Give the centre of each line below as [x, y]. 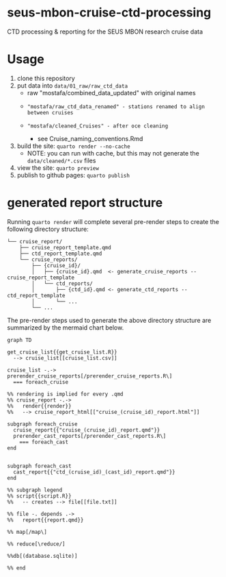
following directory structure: [48, 229]
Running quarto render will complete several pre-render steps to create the [113, 221]
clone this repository [46, 78]
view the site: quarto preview [58, 168]
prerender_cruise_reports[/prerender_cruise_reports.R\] [90, 376]
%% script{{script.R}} [39, 496]
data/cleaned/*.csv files [61, 160]
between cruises [50, 112]
